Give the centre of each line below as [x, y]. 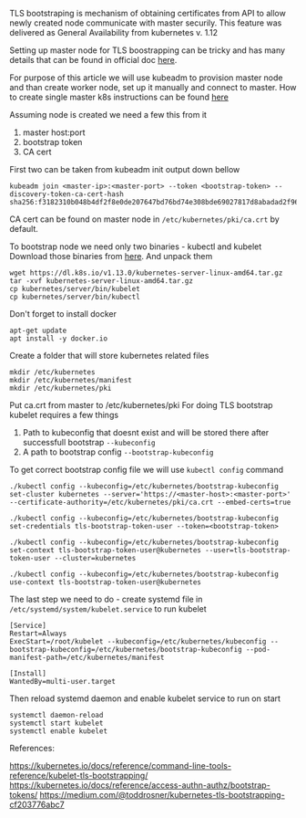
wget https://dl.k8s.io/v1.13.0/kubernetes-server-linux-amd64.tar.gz [146, 273]
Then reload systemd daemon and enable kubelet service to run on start [145, 698]
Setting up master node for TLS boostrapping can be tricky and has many [147, 50]
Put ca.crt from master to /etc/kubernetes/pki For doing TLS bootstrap [141, 405]
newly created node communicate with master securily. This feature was [146, 23]
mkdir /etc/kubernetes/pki [61, 388]
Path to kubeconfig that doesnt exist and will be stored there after [146, 432]
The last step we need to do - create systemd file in [106, 599]
